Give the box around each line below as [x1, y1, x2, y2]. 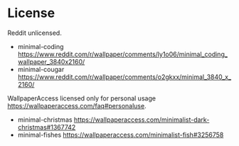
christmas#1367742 [17, 122, 76, 131]
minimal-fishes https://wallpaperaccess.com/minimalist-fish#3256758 [17, 130, 224, 139]
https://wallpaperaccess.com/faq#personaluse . [7, 101, 147, 110]
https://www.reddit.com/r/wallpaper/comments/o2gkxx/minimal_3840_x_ [17, 73, 232, 81]
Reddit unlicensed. [7, 28, 62, 37]
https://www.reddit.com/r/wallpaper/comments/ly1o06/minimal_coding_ [17, 50, 228, 58]
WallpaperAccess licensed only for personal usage [7, 94, 156, 103]
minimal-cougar [17, 65, 65, 73]
